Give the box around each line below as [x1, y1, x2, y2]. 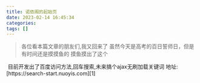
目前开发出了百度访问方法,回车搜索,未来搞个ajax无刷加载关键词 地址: [7, 63, 178, 70]
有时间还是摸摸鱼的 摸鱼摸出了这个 [21, 51, 108, 58]
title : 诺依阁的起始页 [6, 8, 58, 15]
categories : [6, 20, 36, 26]
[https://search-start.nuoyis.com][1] [6, 70, 96, 77]
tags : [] [6, 25, 28, 32]
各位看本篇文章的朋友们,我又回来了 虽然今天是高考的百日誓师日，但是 [21, 43, 195, 50]
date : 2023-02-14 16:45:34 [6, 14, 75, 20]
